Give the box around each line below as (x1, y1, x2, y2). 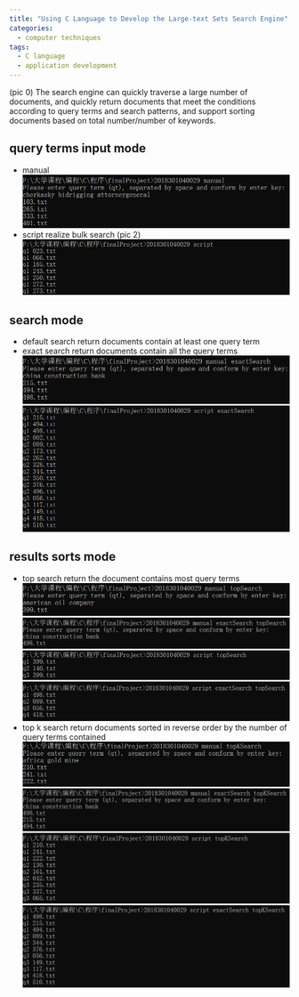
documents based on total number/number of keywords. (9, 116, 216, 126)
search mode (9, 312, 84, 328)
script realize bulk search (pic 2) (21, 229, 141, 239)
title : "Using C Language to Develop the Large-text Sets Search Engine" (9, 14, 289, 23)
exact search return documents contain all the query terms (21, 345, 238, 356)
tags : (9, 43, 29, 52)
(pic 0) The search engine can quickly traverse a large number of (9, 87, 248, 97)
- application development (17, 61, 117, 70)
